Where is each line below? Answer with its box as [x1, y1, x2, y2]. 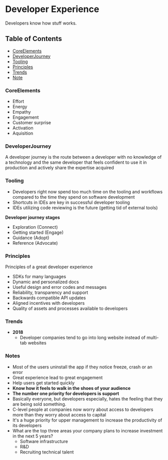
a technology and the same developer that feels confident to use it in [5, 159, 147, 166]
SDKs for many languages [12, 273, 66, 279]
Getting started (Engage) [12, 229, 64, 235]
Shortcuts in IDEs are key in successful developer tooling [12, 199, 130, 205]
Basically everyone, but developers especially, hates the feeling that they [12, 395, 163, 401]
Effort [12, 99, 24, 105]
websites [27, 340, 46, 346]
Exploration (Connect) [12, 224, 58, 230]
